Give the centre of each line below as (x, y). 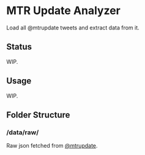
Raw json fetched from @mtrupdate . (52, 146)
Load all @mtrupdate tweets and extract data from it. (73, 28)
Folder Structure (38, 115)
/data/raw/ (23, 132)
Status (19, 47)
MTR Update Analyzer (64, 11)
